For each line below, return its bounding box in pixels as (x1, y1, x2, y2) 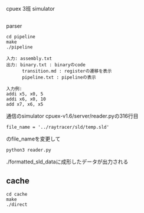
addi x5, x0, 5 (6, 91, 44, 97)
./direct (6, 202, 28, 208)
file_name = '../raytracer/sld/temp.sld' (6, 124, 110, 130)
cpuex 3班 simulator (6, 5, 55, 12)
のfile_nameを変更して (6, 135, 61, 143)
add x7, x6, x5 (6, 101, 44, 107)
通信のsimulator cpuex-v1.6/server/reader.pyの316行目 (6, 113, 139, 120)
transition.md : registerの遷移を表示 (21, 68, 112, 74)
